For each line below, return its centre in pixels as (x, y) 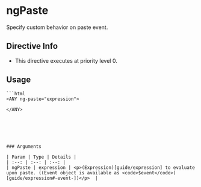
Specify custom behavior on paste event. (57, 27)
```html (16, 93)
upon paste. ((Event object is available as (63, 173)
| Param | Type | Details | (42, 157)
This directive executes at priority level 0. (66, 60)
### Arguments (24, 146)
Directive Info (32, 46)
